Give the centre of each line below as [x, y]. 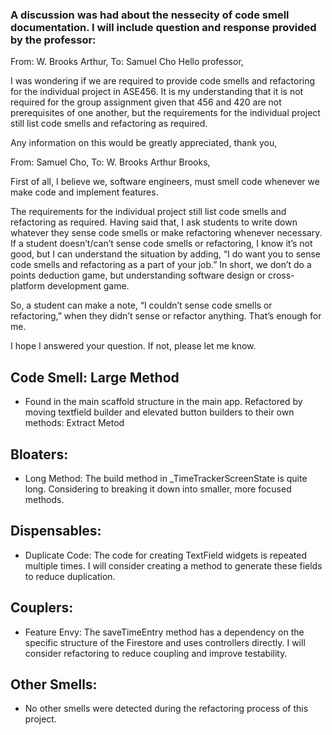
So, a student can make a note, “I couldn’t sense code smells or [141, 305]
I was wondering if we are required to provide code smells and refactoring [163, 81]
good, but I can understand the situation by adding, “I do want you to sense [166, 254]
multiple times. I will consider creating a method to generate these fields [173, 565]
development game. [88, 286]
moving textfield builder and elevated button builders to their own [159, 412]
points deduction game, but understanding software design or [138, 275]
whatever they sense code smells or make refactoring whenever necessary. [166, 233]
